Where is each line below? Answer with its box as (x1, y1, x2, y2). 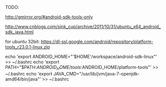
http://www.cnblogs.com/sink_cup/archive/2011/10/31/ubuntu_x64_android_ (5, 23, 161, 29)
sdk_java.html (5, 29, 34, 34)
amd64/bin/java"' (5, 76, 41, 82)
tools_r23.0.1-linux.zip (5, 44, 50, 49)
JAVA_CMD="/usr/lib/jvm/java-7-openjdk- (53, 70, 140, 76)
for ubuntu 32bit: (5, 38, 40, 44)
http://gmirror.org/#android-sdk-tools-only (5, 14, 93, 19)
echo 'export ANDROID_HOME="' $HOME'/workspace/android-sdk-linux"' (5, 53, 157, 59)
